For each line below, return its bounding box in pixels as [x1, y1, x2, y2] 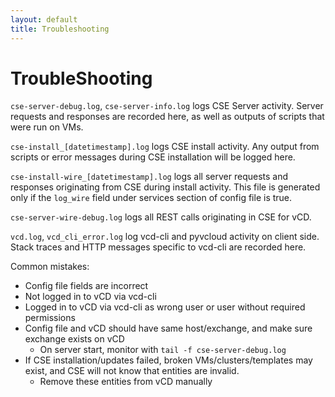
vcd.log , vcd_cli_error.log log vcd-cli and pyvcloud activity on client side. [10, 231, 320, 243]
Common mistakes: [10, 261, 90, 273]
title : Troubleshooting [10, 24, 110, 34]
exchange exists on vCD [24, 333, 125, 345]
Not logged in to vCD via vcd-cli [24, 291, 157, 303]
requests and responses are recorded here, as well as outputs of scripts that [10, 111, 325, 123]
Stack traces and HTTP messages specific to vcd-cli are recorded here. [10, 241, 307, 253]
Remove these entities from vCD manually [39, 376, 213, 388]
